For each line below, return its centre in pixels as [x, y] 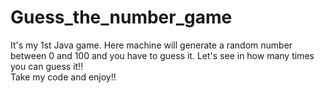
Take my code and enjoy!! [63, 77]
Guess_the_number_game [121, 17]
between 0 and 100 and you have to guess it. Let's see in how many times [162, 55]
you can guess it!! [47, 66]
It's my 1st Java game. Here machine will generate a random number [151, 45]
